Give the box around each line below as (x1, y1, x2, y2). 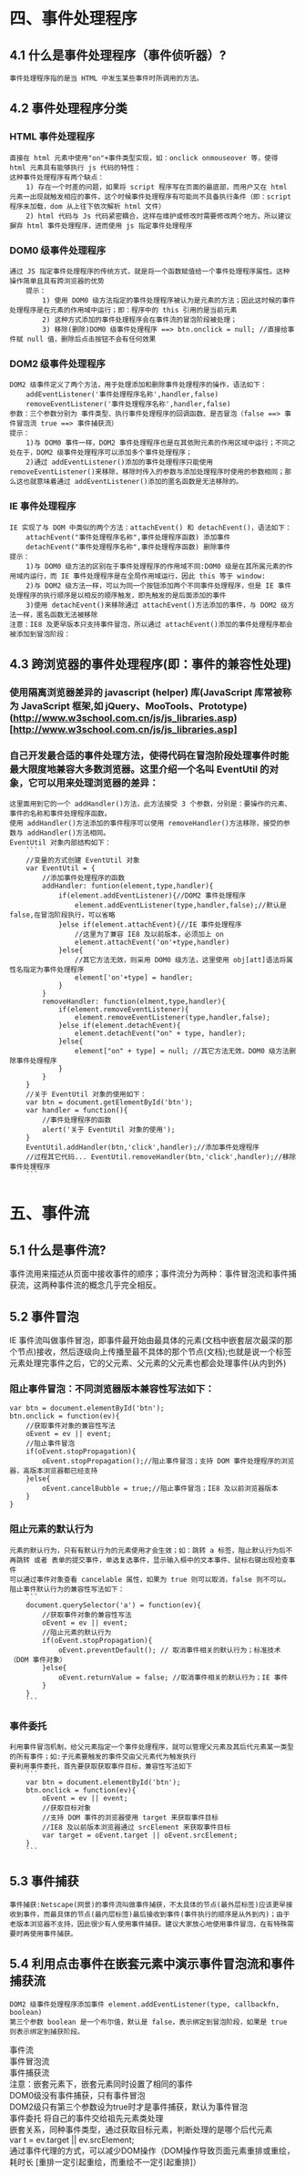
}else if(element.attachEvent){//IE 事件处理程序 (57, 920, 242, 929)
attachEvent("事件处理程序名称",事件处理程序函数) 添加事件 (25, 532, 231, 542)
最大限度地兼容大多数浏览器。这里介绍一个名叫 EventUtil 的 (9, 763, 270, 775)
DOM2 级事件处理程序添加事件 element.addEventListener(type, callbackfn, (9, 1999, 280, 2009)
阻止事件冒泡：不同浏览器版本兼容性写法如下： (9, 1382, 215, 1395)
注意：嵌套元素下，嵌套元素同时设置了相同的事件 (9, 2078, 193, 2089)
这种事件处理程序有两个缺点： (9, 172, 105, 182)
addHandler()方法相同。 (26, 828, 111, 838)
